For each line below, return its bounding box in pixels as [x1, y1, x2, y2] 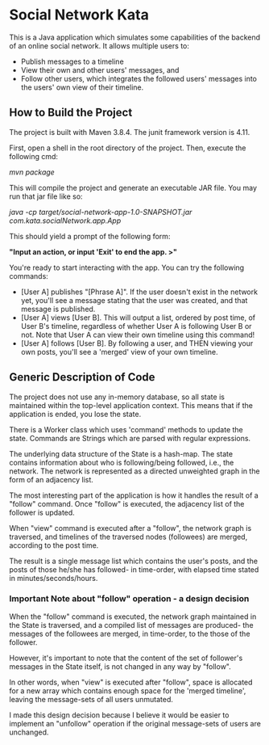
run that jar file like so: [9, 192, 83, 201]
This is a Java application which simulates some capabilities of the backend [9, 32, 261, 42]
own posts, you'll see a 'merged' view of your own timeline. [20, 347, 218, 356]
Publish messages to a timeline [20, 57, 124, 66]
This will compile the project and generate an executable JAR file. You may [9, 183, 257, 192]
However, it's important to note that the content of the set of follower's [9, 653, 243, 663]
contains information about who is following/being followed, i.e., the [9, 457, 234, 467]
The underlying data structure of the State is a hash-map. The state [9, 448, 233, 458]
